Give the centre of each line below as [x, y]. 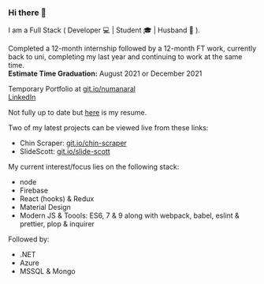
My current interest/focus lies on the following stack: [94, 167]
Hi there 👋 [28, 13]
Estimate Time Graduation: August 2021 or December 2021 [105, 73]
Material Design [45, 207]
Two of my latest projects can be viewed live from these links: [108, 128]
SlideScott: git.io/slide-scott [65, 151]
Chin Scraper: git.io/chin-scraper [73, 143]
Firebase [34, 191]
